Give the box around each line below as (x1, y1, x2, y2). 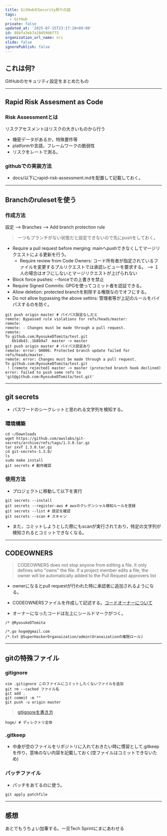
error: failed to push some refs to (5, 370, 81, 375)
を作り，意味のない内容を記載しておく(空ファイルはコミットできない (12, 750, 153, 756)
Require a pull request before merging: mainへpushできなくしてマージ (12, 245, 156, 251)
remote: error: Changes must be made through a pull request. (5, 357, 137, 362)
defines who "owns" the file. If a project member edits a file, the (17, 567, 149, 574)
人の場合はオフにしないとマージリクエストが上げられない (19, 270, 138, 276)
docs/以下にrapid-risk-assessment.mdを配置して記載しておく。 (12, 175, 143, 181)
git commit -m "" (5, 695, 41, 701)
